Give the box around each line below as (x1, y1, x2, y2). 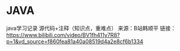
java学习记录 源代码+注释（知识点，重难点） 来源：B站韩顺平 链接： (6, 24, 176, 32)
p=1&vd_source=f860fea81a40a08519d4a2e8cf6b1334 (6, 38, 144, 45)
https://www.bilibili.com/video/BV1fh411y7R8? (6, 31, 120, 38)
